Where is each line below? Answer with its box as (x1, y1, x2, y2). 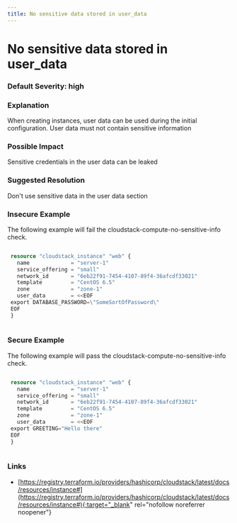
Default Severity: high (7, 81, 85, 91)
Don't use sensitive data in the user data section (7, 191, 149, 200)
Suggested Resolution (7, 175, 85, 185)
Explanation (7, 100, 50, 110)
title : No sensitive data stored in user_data (7, 10, 147, 18)
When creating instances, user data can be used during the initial (7, 116, 197, 125)
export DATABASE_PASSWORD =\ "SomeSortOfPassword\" (10, 299, 160, 306)
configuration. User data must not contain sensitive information (7, 124, 192, 133)
